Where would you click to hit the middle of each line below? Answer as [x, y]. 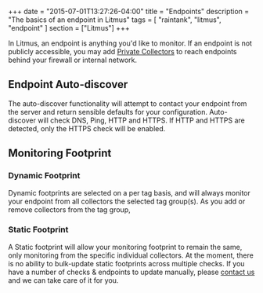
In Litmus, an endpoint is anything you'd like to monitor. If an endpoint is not [130, 43]
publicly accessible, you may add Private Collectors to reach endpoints [122, 51]
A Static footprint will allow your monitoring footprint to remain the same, [125, 247]
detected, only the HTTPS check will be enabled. [87, 128]
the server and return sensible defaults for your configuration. [108, 112]
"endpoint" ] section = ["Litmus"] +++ [69, 28]
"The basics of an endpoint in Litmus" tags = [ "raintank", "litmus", [115, 20]
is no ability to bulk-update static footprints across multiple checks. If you [126, 263]
